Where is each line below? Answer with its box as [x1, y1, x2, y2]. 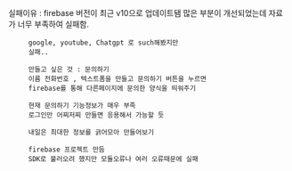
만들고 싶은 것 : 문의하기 [28, 65, 109, 74]
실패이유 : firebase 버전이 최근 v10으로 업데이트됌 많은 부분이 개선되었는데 [8, 8, 267, 18]
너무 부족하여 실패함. [17, 19, 90, 29]
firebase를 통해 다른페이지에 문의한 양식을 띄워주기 [28, 84, 197, 93]
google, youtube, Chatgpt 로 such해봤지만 [28, 38, 179, 47]
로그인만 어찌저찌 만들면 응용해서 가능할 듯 [28, 110, 165, 119]
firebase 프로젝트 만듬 [28, 145, 106, 154]
